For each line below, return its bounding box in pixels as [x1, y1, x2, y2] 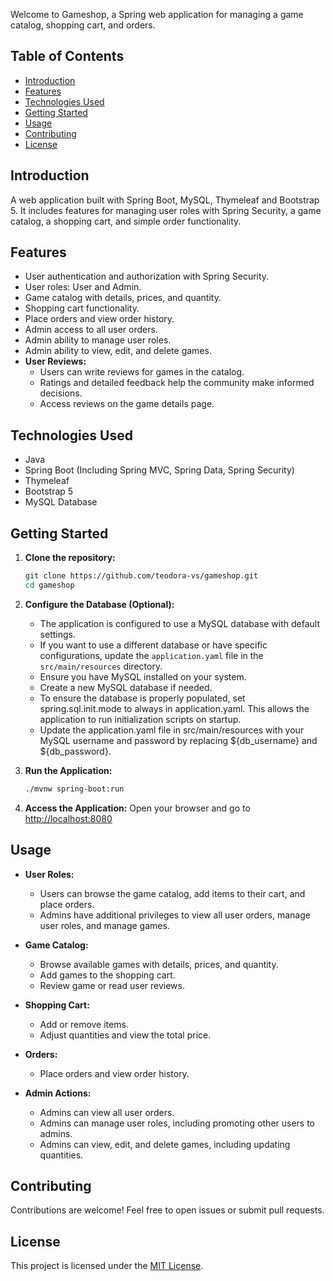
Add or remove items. [39, 1018, 129, 1030]
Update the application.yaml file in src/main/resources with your [39, 724, 305, 736]
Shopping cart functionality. [24, 302, 140, 314]
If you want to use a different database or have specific [39, 639, 268, 651]
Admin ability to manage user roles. [24, 334, 172, 346]
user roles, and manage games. [39, 919, 170, 931]
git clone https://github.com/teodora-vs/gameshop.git [24, 571, 259, 581]
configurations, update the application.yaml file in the [39, 649, 264, 661]
